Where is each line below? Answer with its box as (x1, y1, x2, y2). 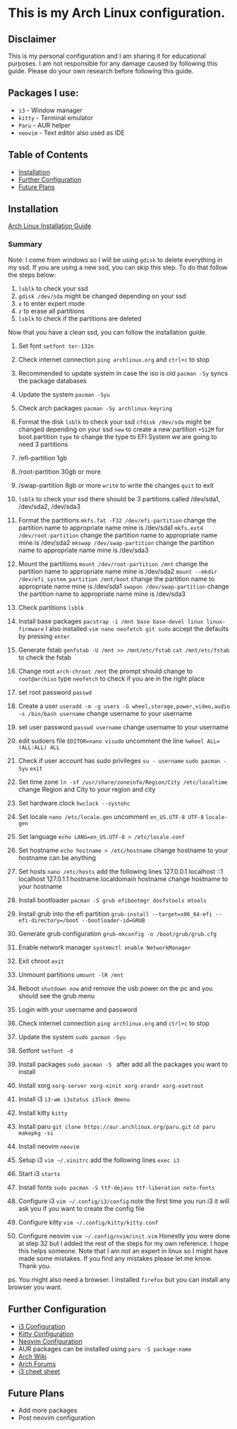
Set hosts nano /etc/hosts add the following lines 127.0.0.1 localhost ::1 (18, 867, 224, 875)
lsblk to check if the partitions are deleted (18, 314, 142, 323)
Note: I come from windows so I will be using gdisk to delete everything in (8, 256, 223, 264)
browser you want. (8, 1283, 63, 1291)
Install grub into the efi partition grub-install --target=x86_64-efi (18, 909, 212, 918)
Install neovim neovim (18, 1142, 80, 1150)
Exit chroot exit (18, 957, 65, 965)
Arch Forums (18, 1359, 56, 1368)
